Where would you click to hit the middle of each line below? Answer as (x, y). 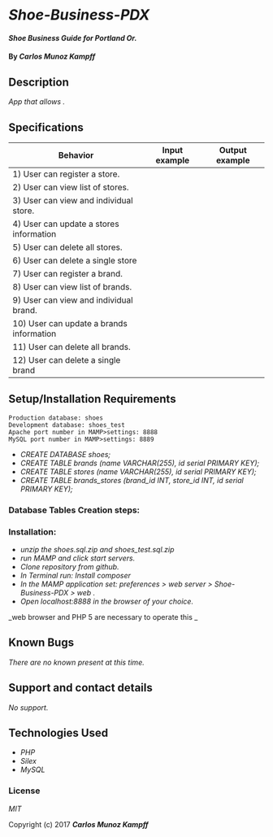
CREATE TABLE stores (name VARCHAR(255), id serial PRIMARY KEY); (139, 471)
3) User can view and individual (73, 201)
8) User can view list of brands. (72, 287)
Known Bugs (41, 643)
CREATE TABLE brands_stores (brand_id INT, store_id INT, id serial (132, 480)
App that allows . (37, 102)
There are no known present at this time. (76, 662)
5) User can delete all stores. (67, 247)
